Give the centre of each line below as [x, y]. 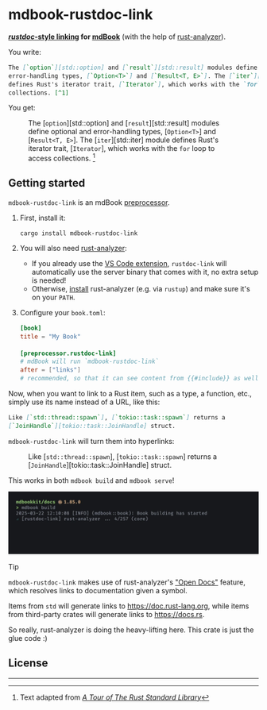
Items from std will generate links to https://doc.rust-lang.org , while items [129, 606]
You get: [22, 108]
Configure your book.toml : [62, 312]
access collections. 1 [62, 158]
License [28, 664]
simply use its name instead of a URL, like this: [84, 402]
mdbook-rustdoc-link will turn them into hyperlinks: [91, 441]
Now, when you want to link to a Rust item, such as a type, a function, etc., [130, 394]
